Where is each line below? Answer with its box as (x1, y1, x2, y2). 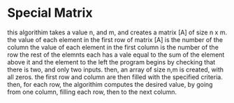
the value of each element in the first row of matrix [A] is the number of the (7, 35, 224, 43)
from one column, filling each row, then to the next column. (7, 88, 177, 96)
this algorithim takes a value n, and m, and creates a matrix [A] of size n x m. (7, 28, 228, 36)
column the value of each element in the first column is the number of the (7, 43, 219, 51)
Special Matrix (7, 5, 93, 21)
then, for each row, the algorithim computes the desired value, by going (7, 80, 213, 88)
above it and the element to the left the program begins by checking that (7, 57, 216, 66)
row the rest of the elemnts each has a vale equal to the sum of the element (7, 50, 225, 59)
